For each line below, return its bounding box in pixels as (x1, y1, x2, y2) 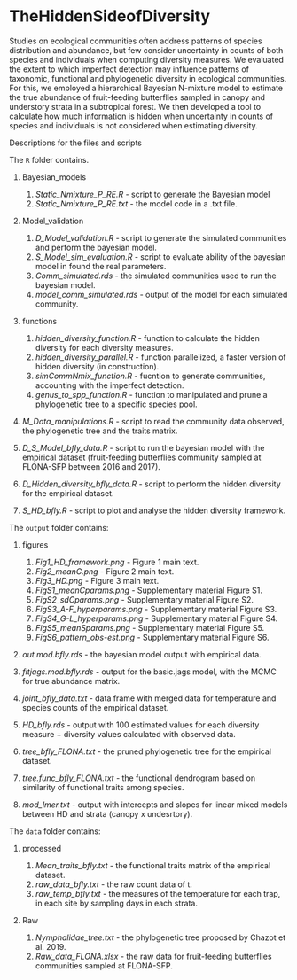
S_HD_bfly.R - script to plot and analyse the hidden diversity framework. (21, 505, 286, 516)
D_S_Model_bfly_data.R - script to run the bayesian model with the (21, 442, 265, 453)
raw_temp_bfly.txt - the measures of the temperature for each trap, (35, 888, 281, 898)
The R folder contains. (9, 154, 90, 165)
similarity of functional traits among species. (21, 782, 184, 792)
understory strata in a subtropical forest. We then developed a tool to (9, 101, 262, 112)
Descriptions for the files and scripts (9, 137, 143, 148)
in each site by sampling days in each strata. (35, 898, 198, 908)
